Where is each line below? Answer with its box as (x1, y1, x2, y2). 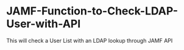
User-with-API (6, 17, 81, 31)
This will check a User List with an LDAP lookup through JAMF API (6, 37, 173, 44)
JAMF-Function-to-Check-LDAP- (6, 4, 179, 18)
